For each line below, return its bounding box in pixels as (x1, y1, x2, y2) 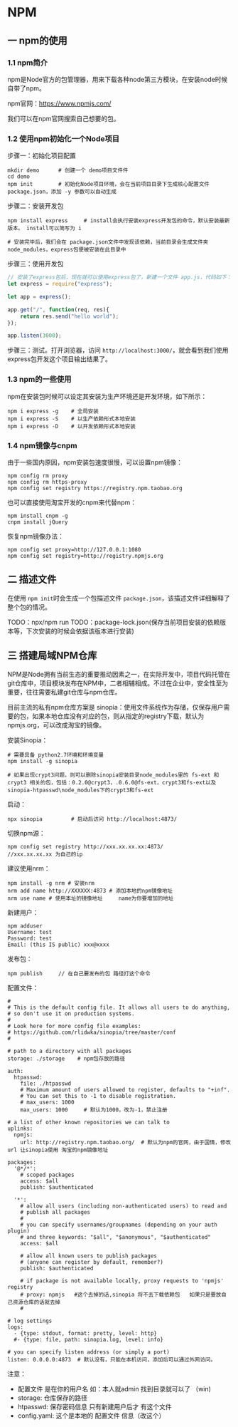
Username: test (7, 928, 53, 935)
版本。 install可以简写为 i (7, 225, 82, 232)
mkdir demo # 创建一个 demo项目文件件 (7, 167, 129, 175)
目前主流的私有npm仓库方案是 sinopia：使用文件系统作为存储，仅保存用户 (7, 702, 224, 711)
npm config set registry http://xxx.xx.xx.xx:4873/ (7, 843, 163, 850)
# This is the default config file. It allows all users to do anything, (7, 1004, 231, 1011)
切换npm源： (7, 829, 46, 837)
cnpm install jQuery (7, 518, 69, 526)
